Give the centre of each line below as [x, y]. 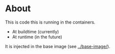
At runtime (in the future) [37, 37]
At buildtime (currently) [35, 31]
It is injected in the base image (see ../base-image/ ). [58, 46]
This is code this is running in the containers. [50, 22]
